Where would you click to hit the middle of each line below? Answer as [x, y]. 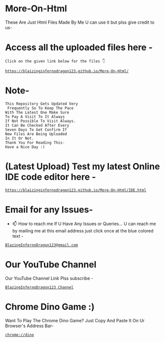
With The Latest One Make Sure [37, 112]
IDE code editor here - [50, 177]
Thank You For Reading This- [35, 143]
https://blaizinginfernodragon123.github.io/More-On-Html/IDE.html [76, 190]
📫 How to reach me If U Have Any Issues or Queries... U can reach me [84, 224]
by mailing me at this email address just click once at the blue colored [83, 230]
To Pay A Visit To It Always [35, 116]
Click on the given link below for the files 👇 [55, 61]
